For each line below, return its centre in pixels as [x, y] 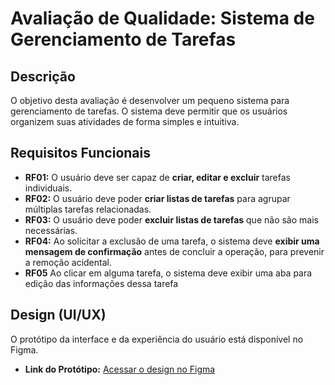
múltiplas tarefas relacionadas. [88, 209]
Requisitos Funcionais [81, 153]
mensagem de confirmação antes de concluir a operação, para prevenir [174, 251]
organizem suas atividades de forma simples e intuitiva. [125, 121]
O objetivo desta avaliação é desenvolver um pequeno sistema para [150, 100]
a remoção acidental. [68, 262]
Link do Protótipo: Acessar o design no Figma [120, 369]
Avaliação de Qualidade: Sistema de [162, 18]
